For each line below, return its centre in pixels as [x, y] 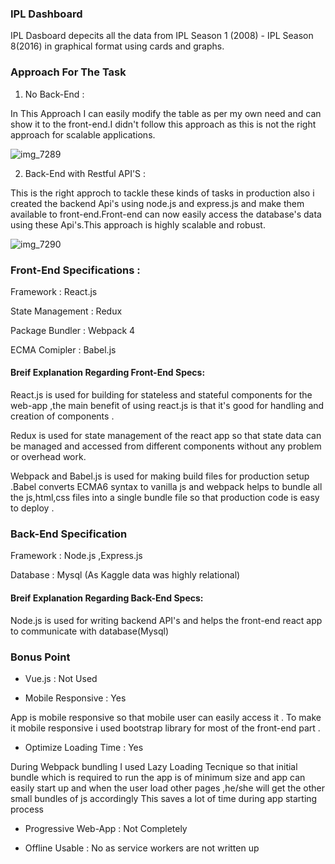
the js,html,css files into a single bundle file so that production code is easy [165, 498]
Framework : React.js [54, 291]
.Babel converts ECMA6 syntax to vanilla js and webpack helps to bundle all [166, 487]
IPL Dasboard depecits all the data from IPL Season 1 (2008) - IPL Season [162, 36]
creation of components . [62, 416]
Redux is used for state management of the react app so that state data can [166, 436]
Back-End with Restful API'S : [85, 173]
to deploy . [32, 508]
